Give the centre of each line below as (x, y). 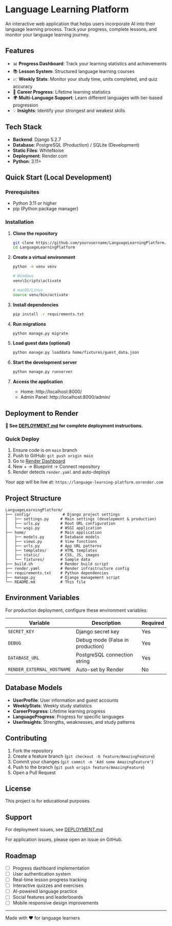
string (83, 661)
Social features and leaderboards (48, 897)
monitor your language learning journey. (48, 34)
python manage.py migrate (40, 333)
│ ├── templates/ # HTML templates (51, 551)
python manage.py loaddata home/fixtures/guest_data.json (76, 353)
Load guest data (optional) (41, 343)
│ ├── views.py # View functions (51, 542)
